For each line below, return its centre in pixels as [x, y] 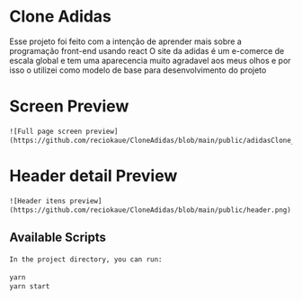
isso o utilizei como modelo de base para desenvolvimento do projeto [138, 70]
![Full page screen [46, 131]
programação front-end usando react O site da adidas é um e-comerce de [147, 50]
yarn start [30, 286]
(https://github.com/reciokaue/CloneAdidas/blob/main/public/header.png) [151, 210]
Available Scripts [58, 238]
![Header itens [38, 201]
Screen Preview [69, 106]
